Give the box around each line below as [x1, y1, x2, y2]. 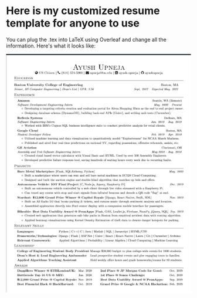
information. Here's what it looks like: [6, 42, 96, 49]
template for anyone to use [6, 16, 140, 30]
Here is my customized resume [6, 4, 160, 18]
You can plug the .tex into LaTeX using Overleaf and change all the [6, 36, 167, 43]
